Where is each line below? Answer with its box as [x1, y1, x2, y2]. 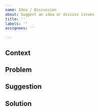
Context [5, 48, 31, 57]
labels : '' [5, 21, 28, 26]
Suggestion [5, 83, 42, 91]
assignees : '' [5, 26, 35, 31]
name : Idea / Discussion [5, 7, 57, 12]
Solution [5, 99, 32, 108]
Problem [5, 65, 32, 74]
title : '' [5, 16, 26, 21]
